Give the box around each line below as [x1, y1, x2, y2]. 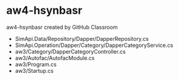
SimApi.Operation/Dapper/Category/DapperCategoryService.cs [15, 42, 174, 49]
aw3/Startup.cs [15, 67, 54, 74]
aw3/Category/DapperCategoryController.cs [15, 48, 126, 55]
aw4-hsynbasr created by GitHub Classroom [6, 23, 118, 31]
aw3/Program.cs [15, 61, 57, 68]
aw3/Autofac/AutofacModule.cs [15, 54, 95, 61]
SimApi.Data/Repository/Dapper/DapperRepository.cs [15, 35, 149, 42]
